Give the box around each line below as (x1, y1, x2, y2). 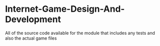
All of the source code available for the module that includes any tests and (5, 30, 156, 36)
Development (5, 14, 61, 25)
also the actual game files (5, 35, 57, 41)
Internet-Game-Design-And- (5, 3, 125, 15)
